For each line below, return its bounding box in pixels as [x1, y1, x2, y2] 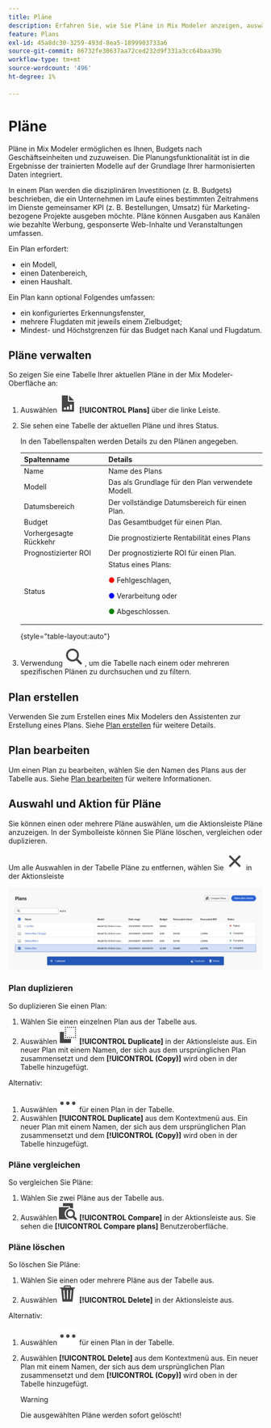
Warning [19, 1395, 48, 1405]
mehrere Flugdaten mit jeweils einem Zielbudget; [19, 316, 183, 326]
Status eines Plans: [108, 559, 172, 569]
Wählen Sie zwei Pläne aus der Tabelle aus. [19, 1193, 165, 1203]
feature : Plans [8, 30, 60, 38]
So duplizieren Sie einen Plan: [8, 1000, 107, 1010]
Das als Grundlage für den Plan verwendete [108, 478, 253, 487]
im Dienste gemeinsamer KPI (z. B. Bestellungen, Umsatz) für [8, 202, 212, 212]
